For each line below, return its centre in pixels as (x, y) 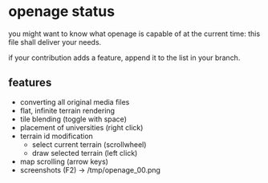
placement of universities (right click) (81, 127)
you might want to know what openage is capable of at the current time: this (134, 34)
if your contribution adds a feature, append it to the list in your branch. (124, 58)
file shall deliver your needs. (55, 42)
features (30, 83)
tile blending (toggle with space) (73, 119)
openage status (61, 12)
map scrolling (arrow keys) (64, 161)
